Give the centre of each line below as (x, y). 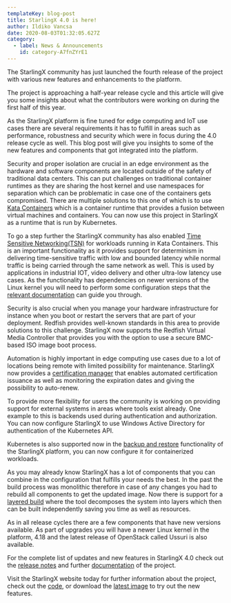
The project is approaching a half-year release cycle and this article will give (115, 92)
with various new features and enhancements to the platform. (94, 79)
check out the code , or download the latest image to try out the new (104, 586)
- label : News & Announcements (58, 46)
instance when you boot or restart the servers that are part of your (102, 315)
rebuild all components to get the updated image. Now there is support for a (115, 494)
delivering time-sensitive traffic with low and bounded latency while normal (114, 258)
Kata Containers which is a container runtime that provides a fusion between (116, 208)
